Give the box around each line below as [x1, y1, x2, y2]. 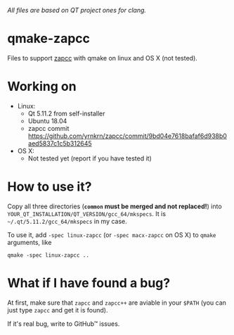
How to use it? [7, 179, 92, 195]
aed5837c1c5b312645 [27, 139, 93, 147]
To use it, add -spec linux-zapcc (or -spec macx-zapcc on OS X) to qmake [7, 230, 216, 239]
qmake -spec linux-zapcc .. [7, 251, 90, 259]
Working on [7, 79, 77, 94]
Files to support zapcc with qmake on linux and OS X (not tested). [7, 53, 198, 62]
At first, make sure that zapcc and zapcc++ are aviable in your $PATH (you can [7, 298, 227, 307]
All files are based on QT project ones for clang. [7, 6, 146, 14]
